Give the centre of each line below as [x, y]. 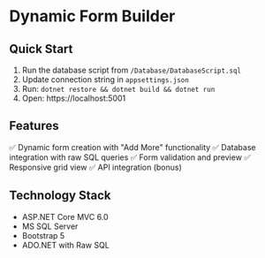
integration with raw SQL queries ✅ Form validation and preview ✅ [130, 157]
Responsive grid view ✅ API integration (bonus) [96, 167]
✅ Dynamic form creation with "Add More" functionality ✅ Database [132, 147]
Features [34, 126]
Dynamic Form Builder [92, 16]
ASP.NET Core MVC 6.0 [65, 216]
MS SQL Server [50, 226]
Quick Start [41, 49]
